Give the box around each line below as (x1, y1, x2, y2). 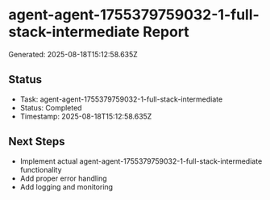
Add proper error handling (19, 173, 107, 183)
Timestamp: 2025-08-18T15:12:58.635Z (19, 111, 152, 121)
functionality (19, 165, 62, 174)
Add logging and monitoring (19, 181, 114, 191)
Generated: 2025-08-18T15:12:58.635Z (8, 49, 139, 59)
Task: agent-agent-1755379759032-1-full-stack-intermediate (19, 94, 223, 104)
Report (142, 23, 189, 41)
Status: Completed (19, 102, 82, 112)
